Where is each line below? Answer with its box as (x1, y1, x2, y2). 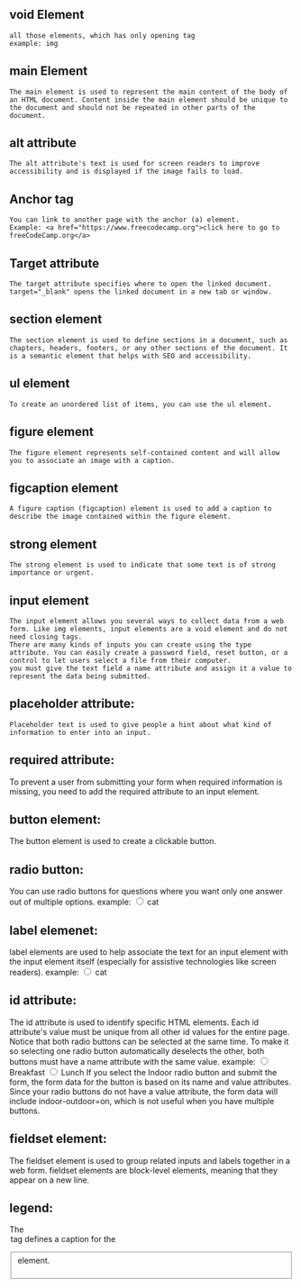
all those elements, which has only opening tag (9, 31, 196, 40)
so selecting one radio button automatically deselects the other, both (9, 1045, 265, 1057)
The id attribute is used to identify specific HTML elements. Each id (9, 1017, 260, 1028)
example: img (9, 39, 59, 48)
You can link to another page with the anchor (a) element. (9, 215, 241, 224)
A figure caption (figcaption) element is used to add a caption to (9, 504, 272, 513)
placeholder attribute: (9, 696, 135, 712)
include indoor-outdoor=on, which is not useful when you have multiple (9, 1095, 275, 1106)
